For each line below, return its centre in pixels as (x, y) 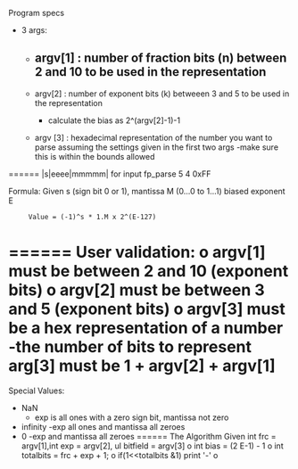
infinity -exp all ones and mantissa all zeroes (103, 426)
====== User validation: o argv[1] (137, 252)
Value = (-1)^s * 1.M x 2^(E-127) (92, 217)
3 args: (34, 30)
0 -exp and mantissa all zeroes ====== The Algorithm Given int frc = (149, 436)
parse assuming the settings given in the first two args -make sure (156, 147)
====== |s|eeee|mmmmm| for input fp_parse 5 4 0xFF (110, 174)
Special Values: (37, 391)
